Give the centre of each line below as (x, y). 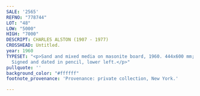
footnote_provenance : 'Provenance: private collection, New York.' (92, 79)
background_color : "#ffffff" (43, 73)
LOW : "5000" (21, 28)
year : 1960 (20, 51)
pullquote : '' (24, 67)
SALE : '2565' (23, 12)
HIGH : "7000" (23, 34)
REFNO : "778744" (26, 17)
